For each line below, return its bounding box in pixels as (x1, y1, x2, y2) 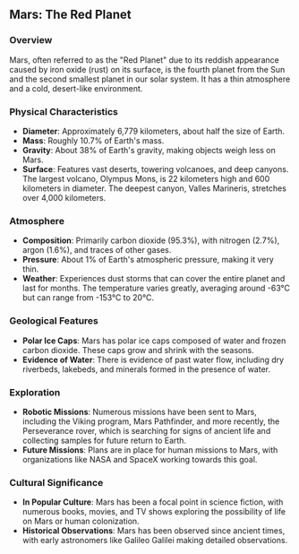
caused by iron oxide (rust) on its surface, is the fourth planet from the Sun (9, 64, 286, 74)
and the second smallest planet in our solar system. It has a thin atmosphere (9, 74, 291, 84)
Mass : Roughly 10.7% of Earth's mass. (21, 134, 165, 146)
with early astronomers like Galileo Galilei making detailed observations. (21, 535, 288, 546)
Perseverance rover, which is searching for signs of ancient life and (21, 425, 271, 436)
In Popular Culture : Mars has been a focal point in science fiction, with (21, 497, 284, 507)
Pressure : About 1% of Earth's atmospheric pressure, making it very (21, 255, 275, 265)
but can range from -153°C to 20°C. (21, 292, 155, 303)
